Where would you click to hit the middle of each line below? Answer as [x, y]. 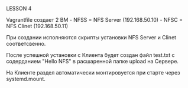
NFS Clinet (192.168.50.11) [37, 26]
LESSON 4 [19, 9]
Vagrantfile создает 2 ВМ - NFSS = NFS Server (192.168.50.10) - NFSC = [95, 20]
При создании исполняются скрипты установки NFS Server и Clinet [91, 37]
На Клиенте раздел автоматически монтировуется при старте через [93, 72]
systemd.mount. [26, 79]
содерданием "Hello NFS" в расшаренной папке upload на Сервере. [93, 61]
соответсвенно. [26, 44]
